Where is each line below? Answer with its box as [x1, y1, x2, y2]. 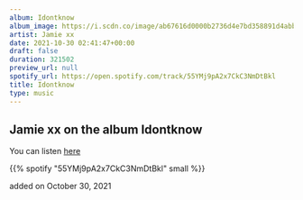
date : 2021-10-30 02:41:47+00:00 [9, 38, 135, 48]
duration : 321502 [9, 55, 75, 64]
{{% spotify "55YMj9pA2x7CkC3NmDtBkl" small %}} [9, 163, 206, 174]
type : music [9, 88, 54, 97]
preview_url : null [9, 64, 78, 73]
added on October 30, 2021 [9, 181, 112, 192]
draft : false [9, 47, 59, 56]
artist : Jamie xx [9, 30, 75, 39]
